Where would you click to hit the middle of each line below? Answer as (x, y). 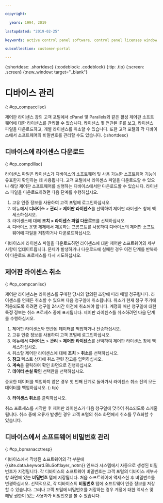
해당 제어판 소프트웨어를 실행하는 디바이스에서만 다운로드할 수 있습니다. (77, 186)
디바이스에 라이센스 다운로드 (45, 152)
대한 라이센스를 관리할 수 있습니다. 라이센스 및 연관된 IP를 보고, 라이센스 (86, 123)
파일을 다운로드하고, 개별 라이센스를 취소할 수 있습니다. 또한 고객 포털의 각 (75, 129)
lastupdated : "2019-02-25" (32, 31)
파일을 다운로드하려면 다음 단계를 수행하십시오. (54, 192)
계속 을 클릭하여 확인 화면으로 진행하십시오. (52, 365)
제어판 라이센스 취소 (33, 272)
